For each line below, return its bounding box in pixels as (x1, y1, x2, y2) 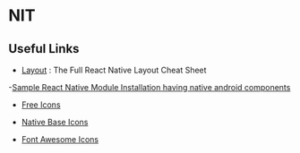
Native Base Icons (21, 117, 89, 127)
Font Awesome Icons (21, 134, 99, 144)
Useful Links (8, 41, 80, 56)
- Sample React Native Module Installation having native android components (8, 82, 291, 92)
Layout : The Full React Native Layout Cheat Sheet (21, 64, 207, 75)
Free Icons (21, 99, 61, 110)
